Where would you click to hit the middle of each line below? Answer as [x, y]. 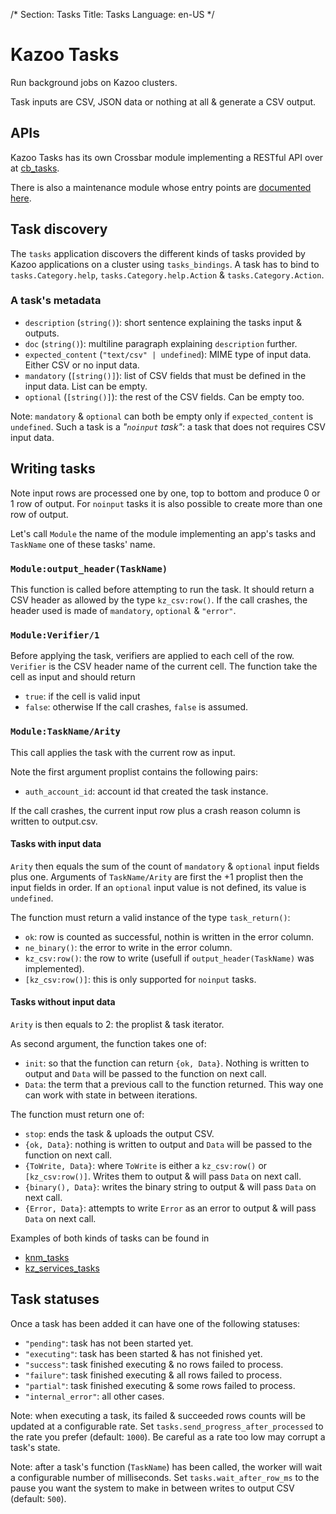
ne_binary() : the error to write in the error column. [128, 947]
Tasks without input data [63, 1002]
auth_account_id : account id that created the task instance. [146, 791]
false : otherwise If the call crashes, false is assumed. [136, 707]
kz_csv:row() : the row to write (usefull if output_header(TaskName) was [169, 958]
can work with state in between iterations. [111, 1095]
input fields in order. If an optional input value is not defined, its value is [158, 887]
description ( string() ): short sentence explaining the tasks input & [163, 322]
